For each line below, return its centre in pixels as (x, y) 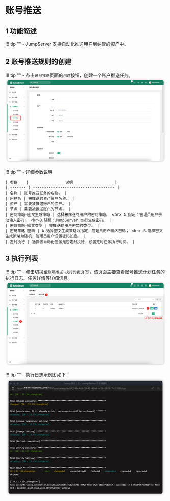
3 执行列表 (22, 258)
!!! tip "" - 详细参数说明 (29, 172)
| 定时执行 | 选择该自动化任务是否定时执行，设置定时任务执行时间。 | (70, 242)
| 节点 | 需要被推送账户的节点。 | (38, 209)
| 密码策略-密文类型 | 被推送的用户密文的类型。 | (52, 225)
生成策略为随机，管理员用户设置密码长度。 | (46, 236)
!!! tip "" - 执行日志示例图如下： (38, 375)
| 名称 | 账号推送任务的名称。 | (36, 193)
